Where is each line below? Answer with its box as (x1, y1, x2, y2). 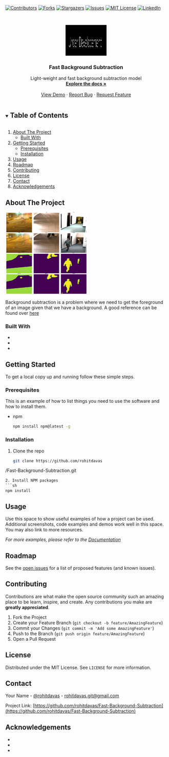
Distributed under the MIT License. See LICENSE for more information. (5, 664, 151, 671)
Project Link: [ (5, 703, 35, 709)
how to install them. (5, 403, 47, 409)
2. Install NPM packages (5, 478, 58, 483)
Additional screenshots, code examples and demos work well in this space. (5, 521, 164, 527)
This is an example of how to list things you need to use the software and (5, 398, 160, 404)
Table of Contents (10, 111, 68, 120)
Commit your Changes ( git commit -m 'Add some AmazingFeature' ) (12, 625, 155, 631)
